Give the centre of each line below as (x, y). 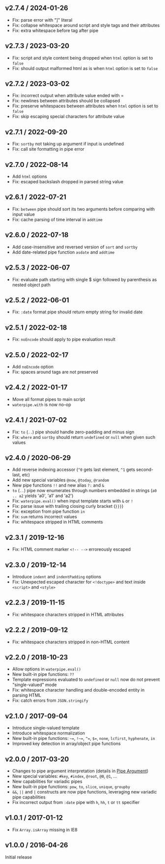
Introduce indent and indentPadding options (57, 577)
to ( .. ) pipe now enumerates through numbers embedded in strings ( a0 (84, 491)
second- (145, 469)
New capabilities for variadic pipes (47, 781)
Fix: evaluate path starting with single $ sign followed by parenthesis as (84, 279)
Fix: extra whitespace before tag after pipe (55, 30)
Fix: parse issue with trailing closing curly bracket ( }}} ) (68, 506)
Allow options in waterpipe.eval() (46, 669)
